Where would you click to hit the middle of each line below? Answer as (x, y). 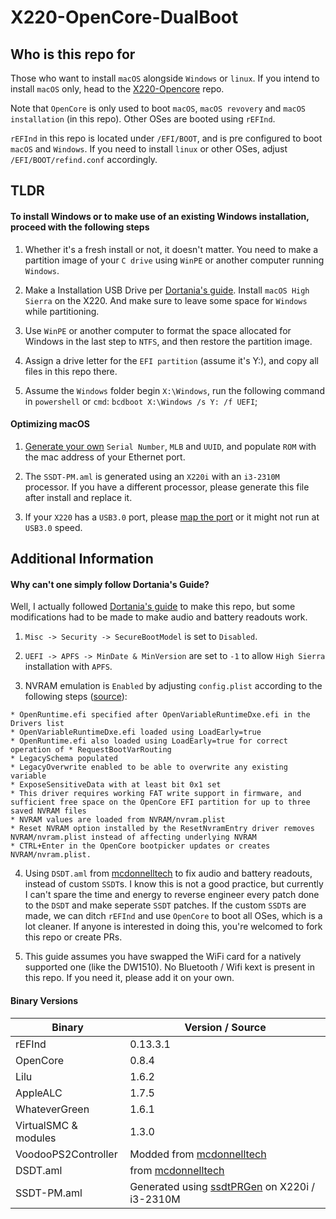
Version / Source (225, 1027)
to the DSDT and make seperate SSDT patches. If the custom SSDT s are (165, 905)
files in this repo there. (71, 371)
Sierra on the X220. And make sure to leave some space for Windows (166, 300)
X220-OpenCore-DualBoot (124, 17)
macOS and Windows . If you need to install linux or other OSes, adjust (149, 149)
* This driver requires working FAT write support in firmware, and (156, 794)
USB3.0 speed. (53, 527)
